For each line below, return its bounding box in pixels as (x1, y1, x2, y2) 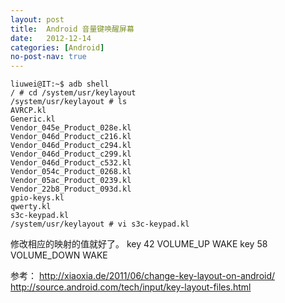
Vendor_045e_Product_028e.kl (10, 123, 132, 133)
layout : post (10, 14, 65, 25)
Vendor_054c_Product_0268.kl (10, 167, 132, 177)
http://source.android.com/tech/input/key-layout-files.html (10, 281, 252, 293)
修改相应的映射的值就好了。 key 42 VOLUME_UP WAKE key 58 (10, 238, 268, 250)
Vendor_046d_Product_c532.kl (10, 158, 132, 168)
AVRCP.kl (10, 106, 47, 116)
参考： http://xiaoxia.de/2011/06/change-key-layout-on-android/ (10, 270, 276, 282)
